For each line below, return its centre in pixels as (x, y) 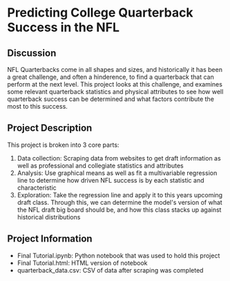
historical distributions (49, 217)
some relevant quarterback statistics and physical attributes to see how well (115, 92)
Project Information (50, 239)
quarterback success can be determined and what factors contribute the (111, 99)
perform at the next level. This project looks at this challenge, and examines (115, 84)
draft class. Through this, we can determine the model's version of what (119, 202)
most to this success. (37, 106)
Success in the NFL (63, 27)
